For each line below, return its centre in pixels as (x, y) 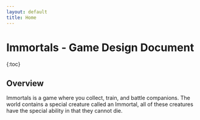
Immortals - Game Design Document (100, 48)
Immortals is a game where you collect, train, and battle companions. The (98, 98)
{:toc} (13, 64)
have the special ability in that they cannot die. (64, 111)
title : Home (21, 18)
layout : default (27, 12)
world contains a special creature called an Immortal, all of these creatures (100, 104)
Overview (25, 83)
